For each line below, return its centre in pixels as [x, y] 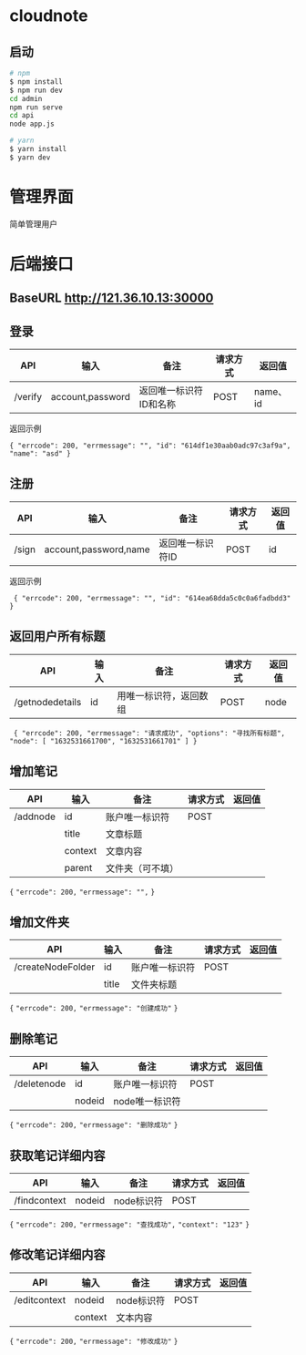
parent [78, 867]
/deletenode [40, 1083]
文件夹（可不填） [143, 868]
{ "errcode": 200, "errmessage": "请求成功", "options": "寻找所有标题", [149, 733]
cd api [22, 116]
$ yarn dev [30, 157]
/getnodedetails [48, 702]
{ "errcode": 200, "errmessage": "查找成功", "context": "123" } [130, 1225]
